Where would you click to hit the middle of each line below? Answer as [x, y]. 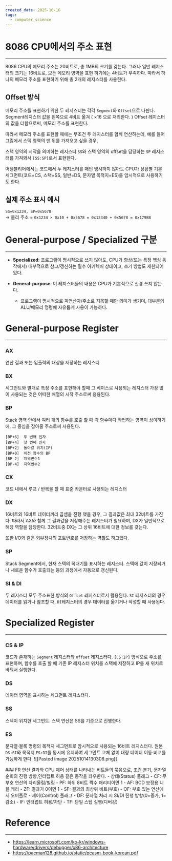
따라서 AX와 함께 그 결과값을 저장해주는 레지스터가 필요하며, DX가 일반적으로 [88, 521]
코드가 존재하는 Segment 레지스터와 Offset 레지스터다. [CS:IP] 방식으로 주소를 [83, 657]
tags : [11, 15]
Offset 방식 [23, 97]
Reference [28, 823]
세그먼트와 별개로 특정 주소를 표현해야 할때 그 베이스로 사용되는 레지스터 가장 [82, 388]
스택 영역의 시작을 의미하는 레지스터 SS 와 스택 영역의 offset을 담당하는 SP [78, 151]
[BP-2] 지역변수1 [23, 459]
